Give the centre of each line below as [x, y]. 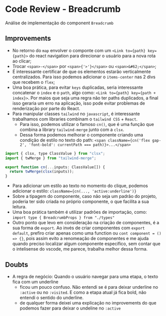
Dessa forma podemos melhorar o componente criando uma [82, 134]
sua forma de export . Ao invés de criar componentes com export [79, 228]
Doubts [17, 265]
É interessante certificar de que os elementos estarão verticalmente [82, 71]
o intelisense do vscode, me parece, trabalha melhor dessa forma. [80, 249]
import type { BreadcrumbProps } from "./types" [63, 218]
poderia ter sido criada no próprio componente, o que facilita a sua [81, 201]
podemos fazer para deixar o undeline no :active [70, 308]
